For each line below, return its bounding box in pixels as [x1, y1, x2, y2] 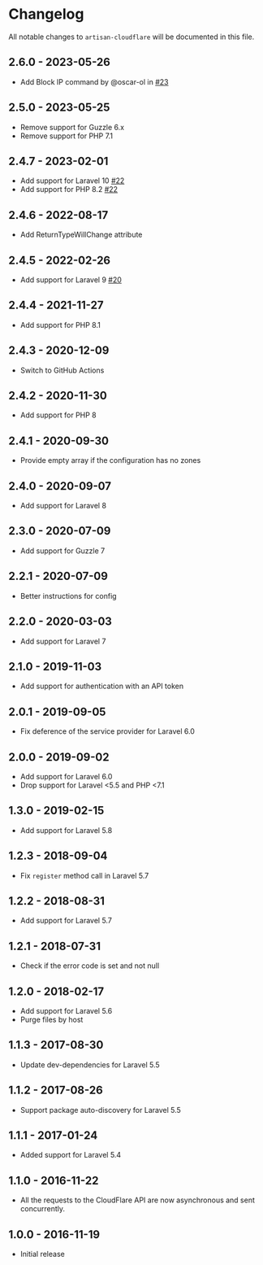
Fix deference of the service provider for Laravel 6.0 [19, 726, 195, 736]
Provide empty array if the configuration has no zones [19, 456, 201, 465]
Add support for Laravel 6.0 [19, 771, 113, 781]
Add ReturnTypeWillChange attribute [19, 229, 143, 240]
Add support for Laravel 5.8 [19, 825, 113, 835]
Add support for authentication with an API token [19, 681, 184, 691]
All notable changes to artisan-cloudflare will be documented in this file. [8, 32, 255, 41]
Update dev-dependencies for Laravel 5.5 [19, 1059, 160, 1070]
